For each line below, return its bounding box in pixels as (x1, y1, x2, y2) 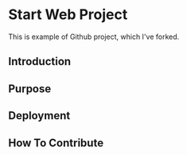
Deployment (8, 109, 71, 122)
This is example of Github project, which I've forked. (8, 32, 180, 41)
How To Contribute (8, 136, 104, 149)
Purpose (8, 82, 52, 95)
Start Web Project (8, 6, 128, 24)
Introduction (8, 55, 72, 68)
